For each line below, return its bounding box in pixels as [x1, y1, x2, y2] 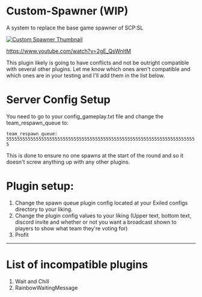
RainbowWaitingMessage [14, 284, 78, 291]
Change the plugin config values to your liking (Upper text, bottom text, [14, 212, 192, 219]
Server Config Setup [6, 93, 111, 106]
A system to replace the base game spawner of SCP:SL [6, 24, 144, 31]
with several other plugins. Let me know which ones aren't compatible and [6, 65, 191, 73]
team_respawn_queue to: [6, 119, 69, 126]
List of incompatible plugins [6, 258, 148, 271]
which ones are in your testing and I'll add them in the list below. [6, 72, 165, 79]
